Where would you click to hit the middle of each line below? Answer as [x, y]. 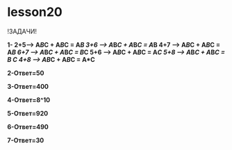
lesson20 [35, 12]
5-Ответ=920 [28, 113]
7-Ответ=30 [26, 140]
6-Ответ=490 [28, 126]
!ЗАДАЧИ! [22, 31]
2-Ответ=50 [26, 73]
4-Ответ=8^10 [29, 100]
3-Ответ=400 [28, 86]
